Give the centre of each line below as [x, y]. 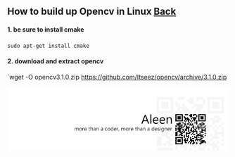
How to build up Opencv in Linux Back [92, 12]
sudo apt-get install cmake [49, 46]
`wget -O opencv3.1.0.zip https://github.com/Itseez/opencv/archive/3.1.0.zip [117, 77]
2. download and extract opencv [56, 61]
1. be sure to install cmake [46, 29]
